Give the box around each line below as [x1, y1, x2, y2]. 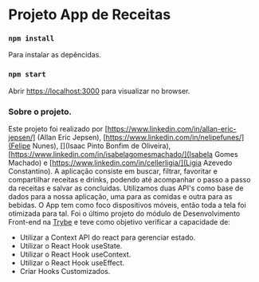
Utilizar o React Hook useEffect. [19, 258, 125, 268]
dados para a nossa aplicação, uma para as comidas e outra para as [8, 192, 233, 202]
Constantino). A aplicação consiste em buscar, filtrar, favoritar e [8, 166, 218, 176]
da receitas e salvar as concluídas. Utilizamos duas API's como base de [8, 183, 244, 193]
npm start [8, 70, 46, 79]
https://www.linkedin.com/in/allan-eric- [107, 124, 237, 134]
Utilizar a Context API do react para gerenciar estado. [19, 233, 196, 242]
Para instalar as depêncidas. [8, 50, 102, 60]
